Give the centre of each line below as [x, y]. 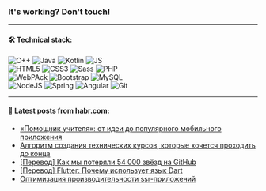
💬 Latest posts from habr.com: [59, 111]
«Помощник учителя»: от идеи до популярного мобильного [120, 128]
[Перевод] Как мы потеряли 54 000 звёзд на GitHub [108, 162]
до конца [35, 153]
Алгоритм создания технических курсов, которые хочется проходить [137, 145]
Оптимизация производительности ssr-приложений [108, 178]
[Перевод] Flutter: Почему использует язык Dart [101, 170]
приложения [41, 137]
